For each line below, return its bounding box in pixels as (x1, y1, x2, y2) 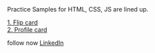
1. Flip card (7, 18, 38, 26)
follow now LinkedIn (7, 39, 64, 47)
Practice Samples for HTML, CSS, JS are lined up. (7, 5, 149, 13)
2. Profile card (7, 26, 48, 33)
